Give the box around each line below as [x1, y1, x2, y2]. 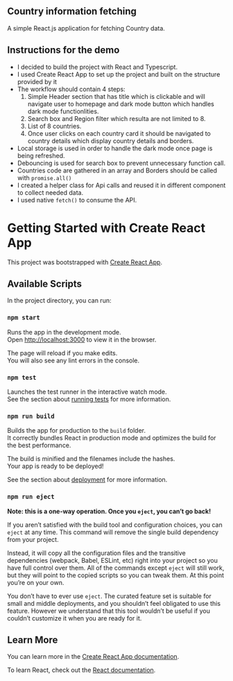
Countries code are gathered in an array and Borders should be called [17, 166, 217, 175]
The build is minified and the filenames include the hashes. [7, 455, 175, 463]
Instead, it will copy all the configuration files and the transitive [7, 549, 186, 557]
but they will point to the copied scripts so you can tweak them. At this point [7, 570, 224, 579]
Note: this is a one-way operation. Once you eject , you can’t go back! [7, 507, 212, 515]
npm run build [7, 412, 55, 420]
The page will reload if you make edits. [7, 348, 118, 357]
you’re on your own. [7, 578, 64, 586]
